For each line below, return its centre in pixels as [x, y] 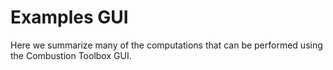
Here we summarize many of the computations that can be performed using [166, 45]
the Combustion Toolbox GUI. [71, 55]
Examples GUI [69, 17]
